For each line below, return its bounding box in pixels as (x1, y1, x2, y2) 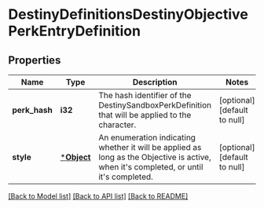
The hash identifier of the (97, 90, 192, 100)
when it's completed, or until (97, 162, 203, 172)
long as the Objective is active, (97, 151, 211, 162)
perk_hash (12, 104, 53, 115)
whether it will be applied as (97, 142, 202, 152)
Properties (8, 53, 61, 67)
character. (97, 119, 137, 130)
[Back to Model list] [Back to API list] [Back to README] (8, 192, 189, 201)
